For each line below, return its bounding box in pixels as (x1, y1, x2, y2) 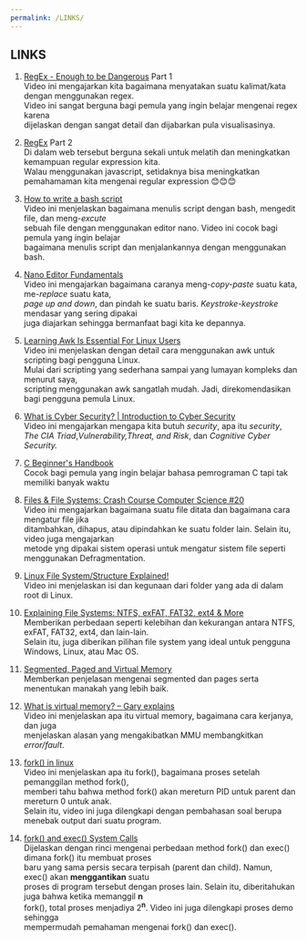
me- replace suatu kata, (23, 289, 112, 300)
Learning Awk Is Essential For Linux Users (23, 335, 181, 346)
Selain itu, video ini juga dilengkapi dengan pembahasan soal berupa (23, 805, 281, 816)
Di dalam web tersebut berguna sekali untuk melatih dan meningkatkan (23, 147, 291, 158)
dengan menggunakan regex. (23, 90, 135, 101)
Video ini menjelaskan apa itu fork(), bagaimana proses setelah (23, 767, 261, 778)
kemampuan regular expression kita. (23, 157, 160, 168)
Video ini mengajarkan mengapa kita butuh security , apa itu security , (23, 421, 282, 432)
